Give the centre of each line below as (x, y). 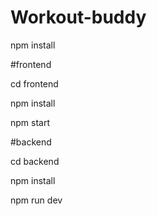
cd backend (35, 161)
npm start (30, 122)
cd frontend (34, 83)
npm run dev (36, 200)
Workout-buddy (78, 17)
